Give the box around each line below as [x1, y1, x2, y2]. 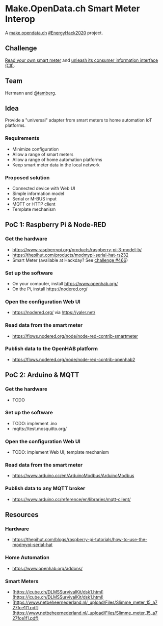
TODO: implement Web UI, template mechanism [12, 449, 109, 455]
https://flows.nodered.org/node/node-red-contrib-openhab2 [12, 356, 136, 362]
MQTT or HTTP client [12, 201, 55, 207]
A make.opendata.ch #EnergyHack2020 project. [5, 30, 103, 36]
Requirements [5, 135, 40, 142]
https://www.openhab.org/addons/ [12, 565, 83, 571]
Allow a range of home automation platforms [12, 156, 103, 162]
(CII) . [5, 62, 16, 68]
